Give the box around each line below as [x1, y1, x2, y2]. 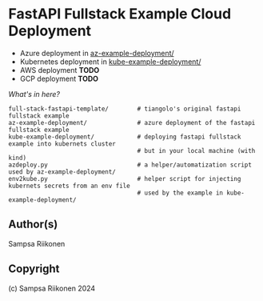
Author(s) [8, 218, 58, 231]
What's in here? [8, 89, 60, 98]
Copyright [8, 262, 60, 276]
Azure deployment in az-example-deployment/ [19, 48, 174, 58]
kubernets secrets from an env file [8, 182, 130, 190]
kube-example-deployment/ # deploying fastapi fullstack [8, 133, 241, 141]
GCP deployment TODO [19, 74, 98, 83]
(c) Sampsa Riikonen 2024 [8, 283, 96, 293]
